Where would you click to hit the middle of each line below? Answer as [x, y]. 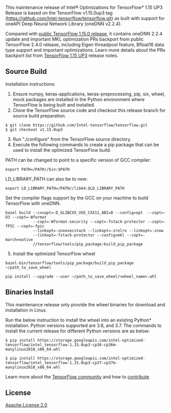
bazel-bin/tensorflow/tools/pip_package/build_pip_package [70, 263]
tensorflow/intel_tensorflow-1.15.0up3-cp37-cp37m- [61, 363]
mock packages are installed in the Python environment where [79, 99]
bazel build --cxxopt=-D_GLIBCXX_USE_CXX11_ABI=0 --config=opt [74, 212]
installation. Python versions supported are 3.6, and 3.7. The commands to [84, 325]
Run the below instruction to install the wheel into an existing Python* [79, 320]
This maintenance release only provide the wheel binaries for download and [85, 304]
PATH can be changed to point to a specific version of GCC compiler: [78, 160]
